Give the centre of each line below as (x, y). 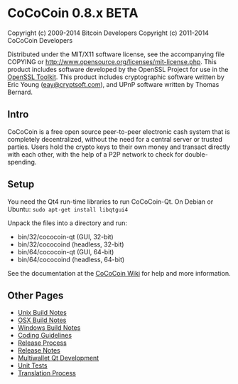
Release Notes (39, 351)
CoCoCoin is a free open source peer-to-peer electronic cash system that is (119, 131)
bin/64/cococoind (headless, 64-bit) (71, 259)
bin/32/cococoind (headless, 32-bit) (71, 244)
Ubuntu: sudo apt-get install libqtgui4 (68, 209)
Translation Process (47, 373)
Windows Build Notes (49, 328)
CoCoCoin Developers (40, 40)
